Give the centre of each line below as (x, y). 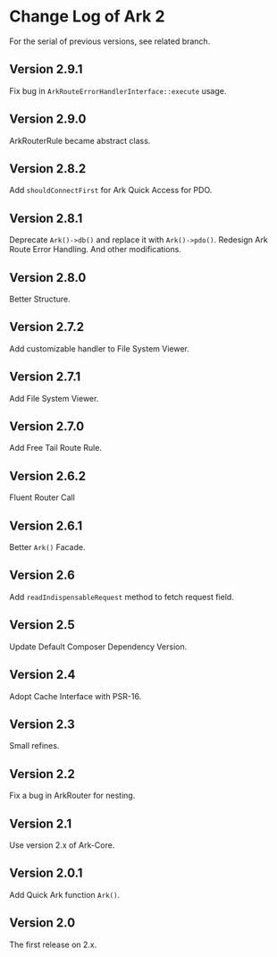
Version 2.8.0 (48, 278)
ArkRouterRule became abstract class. (80, 140)
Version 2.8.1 (46, 218)
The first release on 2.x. (53, 944)
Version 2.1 (41, 823)
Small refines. (34, 746)
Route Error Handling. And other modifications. (95, 250)
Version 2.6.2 (48, 476)
